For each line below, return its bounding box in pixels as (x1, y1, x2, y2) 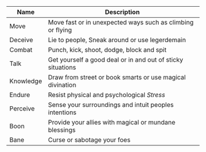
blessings (48, 126, 76, 134)
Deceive (9, 36, 34, 44)
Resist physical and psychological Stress (48, 91, 166, 99)
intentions (48, 108, 77, 117)
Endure (9, 91, 31, 99)
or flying (48, 26, 72, 34)
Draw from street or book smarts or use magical (48, 73, 186, 81)
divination (48, 81, 77, 89)
